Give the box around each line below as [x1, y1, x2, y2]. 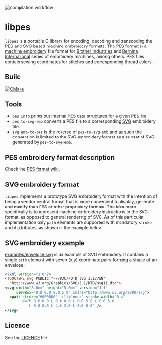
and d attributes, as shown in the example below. [5, 225, 103, 230]
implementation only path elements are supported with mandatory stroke [5, 219, 152, 225]
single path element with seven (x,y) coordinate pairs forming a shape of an [5, 257, 157, 263]
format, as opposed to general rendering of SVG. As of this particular [5, 214, 144, 220]
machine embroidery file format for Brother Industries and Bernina [5, 48, 138, 54]
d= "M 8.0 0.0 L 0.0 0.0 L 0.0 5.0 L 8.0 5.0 [22, 299, 115, 304]
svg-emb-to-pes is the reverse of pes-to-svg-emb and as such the [12, 129, 142, 135]
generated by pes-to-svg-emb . [12, 139, 72, 145]
